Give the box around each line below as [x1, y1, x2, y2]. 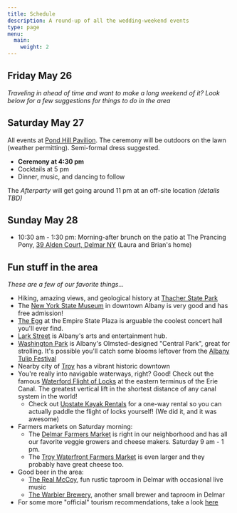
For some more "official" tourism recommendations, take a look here [17, 498, 218, 507]
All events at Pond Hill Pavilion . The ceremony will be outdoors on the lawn [7, 136, 226, 144]
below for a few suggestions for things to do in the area [7, 96, 171, 105]
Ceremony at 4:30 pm [17, 157, 84, 166]
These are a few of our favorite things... [7, 280, 125, 289]
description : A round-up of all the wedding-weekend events [7, 17, 190, 24]
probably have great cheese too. [28, 460, 125, 469]
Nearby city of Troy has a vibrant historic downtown [17, 362, 171, 371]
